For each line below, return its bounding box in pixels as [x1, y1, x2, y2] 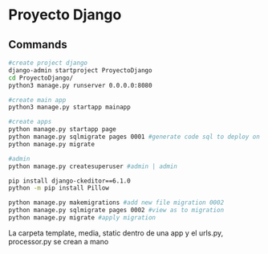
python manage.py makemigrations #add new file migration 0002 [8, 199, 225, 207]
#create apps [8, 118, 52, 126]
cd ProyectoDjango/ [8, 74, 74, 82]
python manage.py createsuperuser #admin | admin [8, 162, 178, 170]
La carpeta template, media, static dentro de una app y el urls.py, [8, 227, 224, 238]
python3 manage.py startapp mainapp [8, 103, 131, 112]
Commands [8, 38, 68, 51]
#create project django [8, 59, 88, 67]
